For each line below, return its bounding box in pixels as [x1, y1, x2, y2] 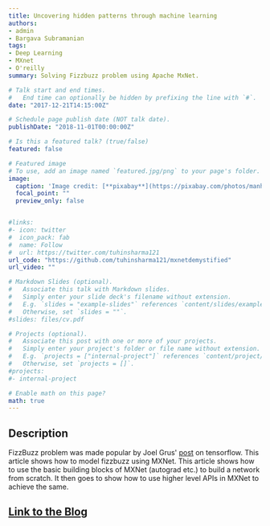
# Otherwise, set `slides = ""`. [8, 307, 128, 316]
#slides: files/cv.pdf [8, 315, 84, 323]
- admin [8, 27, 35, 35]
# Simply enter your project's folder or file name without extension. [8, 345, 261, 353]
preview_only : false [15, 197, 84, 205]
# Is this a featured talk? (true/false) [8, 138, 149, 146]
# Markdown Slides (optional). [8, 278, 113, 286]
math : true [8, 397, 45, 405]
